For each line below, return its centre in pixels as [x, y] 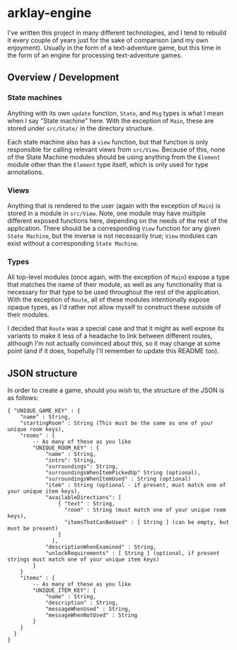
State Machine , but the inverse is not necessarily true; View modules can [112, 236]
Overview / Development [63, 78]
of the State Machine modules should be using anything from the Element [114, 156]
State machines [35, 98]
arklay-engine [50, 13]
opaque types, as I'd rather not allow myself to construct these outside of [114, 307]
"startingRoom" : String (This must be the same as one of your [117, 423]
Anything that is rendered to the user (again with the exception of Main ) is [114, 205]
